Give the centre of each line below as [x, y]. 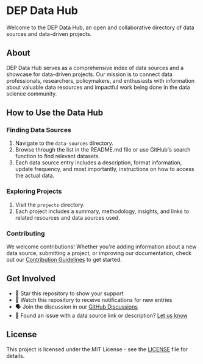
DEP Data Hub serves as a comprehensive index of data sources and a [95, 68]
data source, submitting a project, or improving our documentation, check [99, 253]
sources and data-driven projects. [49, 33]
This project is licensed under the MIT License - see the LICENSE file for [97, 349]
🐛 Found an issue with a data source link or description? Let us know [101, 315]
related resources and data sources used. [67, 217]
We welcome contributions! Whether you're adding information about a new [101, 247]
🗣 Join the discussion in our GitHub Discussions [77, 306]
